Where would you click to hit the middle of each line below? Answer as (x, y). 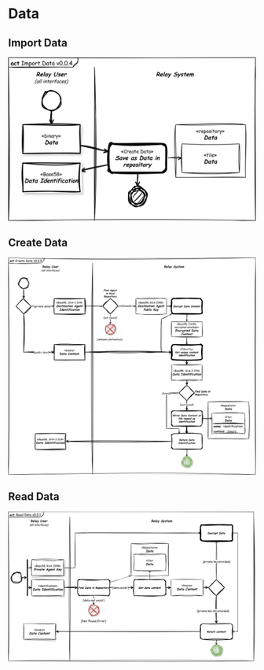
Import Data (38, 43)
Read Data (34, 497)
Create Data (38, 243)
